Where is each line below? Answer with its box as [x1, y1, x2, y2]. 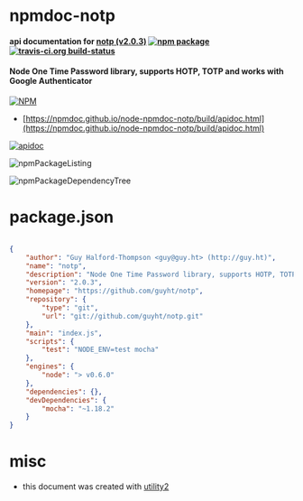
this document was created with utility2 [22, 481, 170, 492]
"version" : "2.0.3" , [25, 278, 103, 287]
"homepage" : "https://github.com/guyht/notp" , [25, 286, 204, 296]
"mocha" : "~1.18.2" [41, 404, 115, 413]
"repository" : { [25, 295, 87, 304]
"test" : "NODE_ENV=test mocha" [41, 345, 160, 355]
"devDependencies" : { [25, 395, 106, 404]
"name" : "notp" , [25, 261, 87, 271]
